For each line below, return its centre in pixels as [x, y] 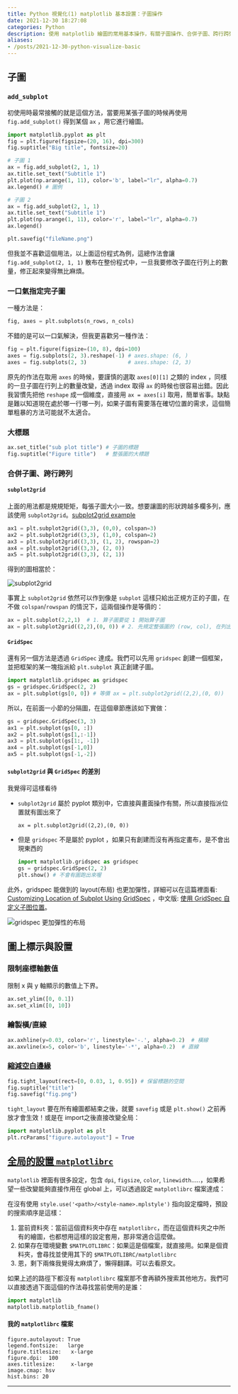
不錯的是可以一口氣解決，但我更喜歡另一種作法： [79, 336]
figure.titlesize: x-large [50, 1351]
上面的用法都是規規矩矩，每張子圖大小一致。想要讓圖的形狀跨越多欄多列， [116, 506]
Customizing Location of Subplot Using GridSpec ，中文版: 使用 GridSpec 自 [119, 898]
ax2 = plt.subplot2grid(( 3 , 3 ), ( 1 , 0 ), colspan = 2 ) [82, 535]
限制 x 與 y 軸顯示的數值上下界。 [55, 985]
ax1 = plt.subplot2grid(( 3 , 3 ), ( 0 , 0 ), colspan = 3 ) [82, 528]
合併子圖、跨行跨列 [40, 473]
